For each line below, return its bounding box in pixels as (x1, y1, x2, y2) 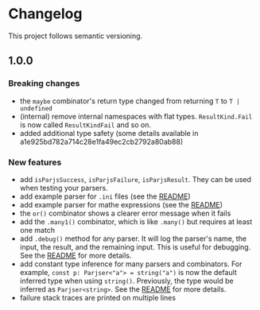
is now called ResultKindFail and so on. (19, 120, 152, 130)
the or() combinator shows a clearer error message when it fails (19, 208, 231, 218)
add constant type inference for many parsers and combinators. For (19, 259, 243, 269)
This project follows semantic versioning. (8, 31, 143, 41)
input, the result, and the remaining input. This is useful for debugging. (19, 242, 251, 251)
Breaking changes (8, 78, 80, 89)
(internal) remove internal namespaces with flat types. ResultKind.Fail (19, 111, 253, 121)
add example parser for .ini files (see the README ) (19, 192, 191, 201)
